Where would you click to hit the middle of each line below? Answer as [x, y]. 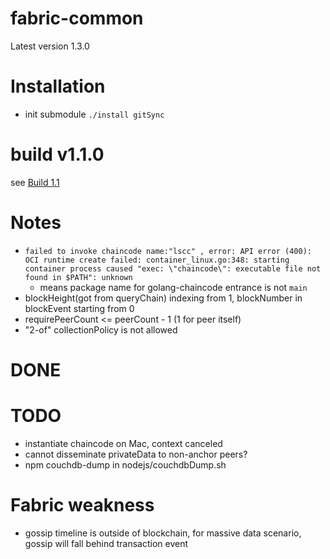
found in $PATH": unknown [78, 277]
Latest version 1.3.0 [50, 46]
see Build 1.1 [35, 182]
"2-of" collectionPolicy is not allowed [101, 329]
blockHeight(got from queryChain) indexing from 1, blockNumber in [163, 298]
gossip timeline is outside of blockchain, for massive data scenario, [163, 533]
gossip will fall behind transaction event [106, 543]
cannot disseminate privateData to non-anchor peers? [136, 454]
